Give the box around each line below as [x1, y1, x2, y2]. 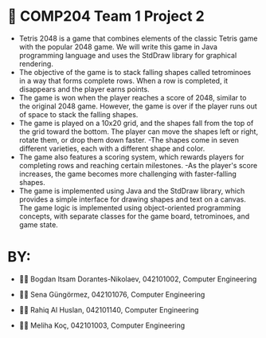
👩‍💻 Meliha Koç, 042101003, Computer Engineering [18, 320, 186, 330]
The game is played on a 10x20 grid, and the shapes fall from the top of [18, 118, 254, 128]
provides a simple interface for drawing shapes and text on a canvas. [18, 195, 246, 204]
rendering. [18, 59, 53, 69]
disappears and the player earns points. [18, 84, 150, 94]
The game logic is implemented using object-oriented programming [18, 202, 241, 212]
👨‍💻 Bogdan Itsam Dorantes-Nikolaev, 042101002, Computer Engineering [18, 274, 257, 284]
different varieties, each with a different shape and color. [18, 143, 205, 153]
